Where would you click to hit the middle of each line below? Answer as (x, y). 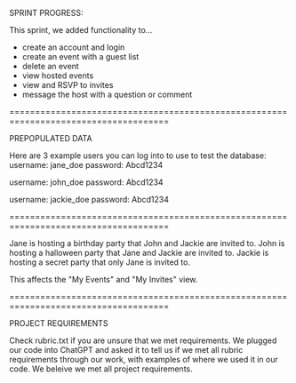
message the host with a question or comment (107, 94)
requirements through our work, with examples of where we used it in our (144, 359)
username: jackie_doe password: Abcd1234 (89, 199)
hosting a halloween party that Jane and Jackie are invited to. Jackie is (139, 253)
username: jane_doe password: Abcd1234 (86, 165)
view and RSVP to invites (68, 85)
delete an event (51, 66)
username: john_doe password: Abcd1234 (86, 182)
